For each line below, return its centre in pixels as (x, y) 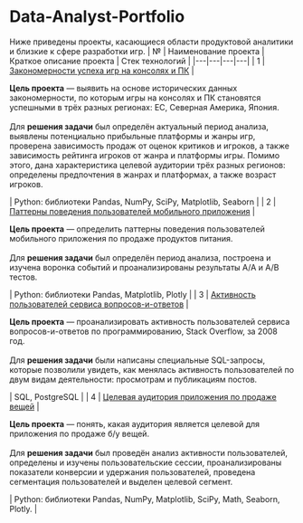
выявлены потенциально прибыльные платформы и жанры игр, (133, 136)
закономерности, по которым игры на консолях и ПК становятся (135, 98)
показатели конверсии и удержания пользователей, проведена (133, 471)
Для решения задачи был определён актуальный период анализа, (139, 126)
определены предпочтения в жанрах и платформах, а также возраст (143, 175)
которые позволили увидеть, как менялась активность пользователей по (152, 369)
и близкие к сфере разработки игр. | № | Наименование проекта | (137, 51)
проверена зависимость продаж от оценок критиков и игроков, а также (149, 146)
